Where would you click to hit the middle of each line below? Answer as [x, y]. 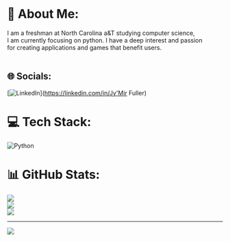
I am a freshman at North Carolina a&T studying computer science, [101, 33]
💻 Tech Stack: [49, 122]
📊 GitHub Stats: [54, 174]
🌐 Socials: [29, 76]
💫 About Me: [43, 14]
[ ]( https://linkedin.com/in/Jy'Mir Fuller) [77, 93]
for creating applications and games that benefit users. [85, 47]
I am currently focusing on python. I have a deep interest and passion [105, 40]
